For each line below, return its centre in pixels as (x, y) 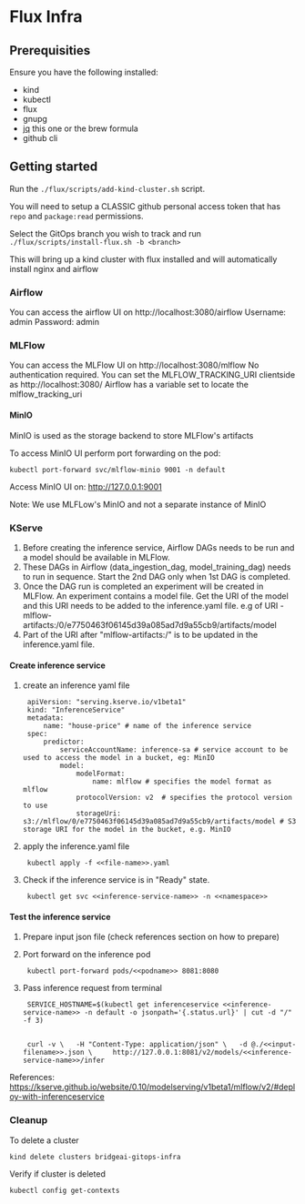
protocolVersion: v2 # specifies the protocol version (184, 798)
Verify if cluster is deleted (58, 1174)
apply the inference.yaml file (76, 846)
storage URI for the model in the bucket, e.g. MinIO (127, 830)
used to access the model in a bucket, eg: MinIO (119, 758)
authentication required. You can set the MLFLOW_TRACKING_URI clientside (152, 375)
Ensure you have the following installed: (84, 72)
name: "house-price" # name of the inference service (147, 726)
